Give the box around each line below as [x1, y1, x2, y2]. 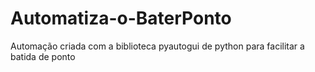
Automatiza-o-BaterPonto [10, 7, 232, 30]
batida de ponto [10, 50, 76, 62]
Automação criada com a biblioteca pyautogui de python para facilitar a [10, 40, 305, 52]
